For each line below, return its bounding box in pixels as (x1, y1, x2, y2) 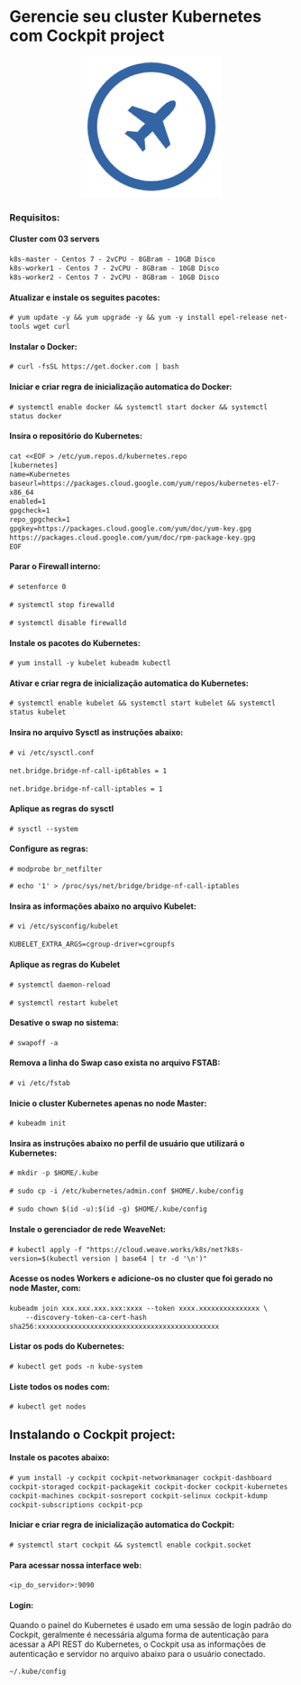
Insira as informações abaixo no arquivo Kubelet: (9, 901, 196, 912)
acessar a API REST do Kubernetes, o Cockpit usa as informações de (9, 1639, 266, 1650)
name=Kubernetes (9, 470, 70, 479)
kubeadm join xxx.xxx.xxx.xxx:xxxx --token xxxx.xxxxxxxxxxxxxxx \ (9, 1304, 269, 1313)
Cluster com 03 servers (9, 233, 100, 245)
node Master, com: (9, 1283, 81, 1294)
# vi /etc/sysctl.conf (9, 748, 95, 757)
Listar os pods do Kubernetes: (9, 1341, 124, 1352)
